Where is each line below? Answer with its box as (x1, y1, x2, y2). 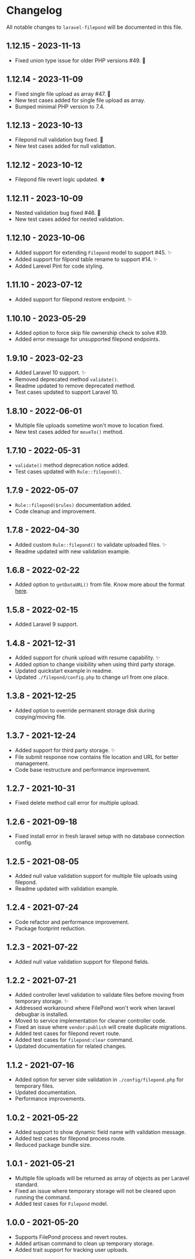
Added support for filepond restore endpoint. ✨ (14, 295, 133, 303)
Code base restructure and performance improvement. (14, 766, 151, 773)
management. (14, 760, 50, 767)
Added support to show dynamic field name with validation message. (14, 1129, 186, 1136)
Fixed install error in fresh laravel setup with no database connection (14, 832, 185, 840)
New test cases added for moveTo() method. (14, 428, 124, 436)
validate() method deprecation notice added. (14, 461, 130, 469)
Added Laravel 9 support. (14, 620, 78, 628)
